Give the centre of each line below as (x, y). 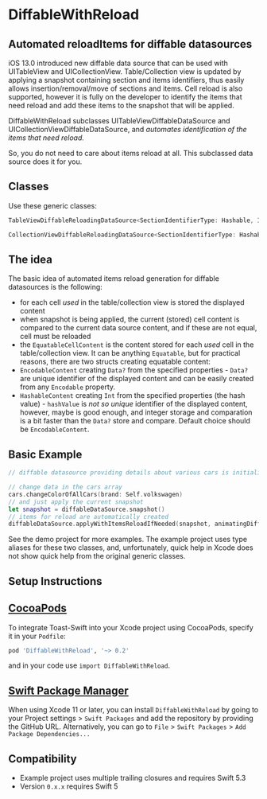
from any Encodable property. (68, 387)
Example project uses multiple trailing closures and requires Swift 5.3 (133, 778)
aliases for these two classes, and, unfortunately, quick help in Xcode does (131, 548)
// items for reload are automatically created (89, 516)
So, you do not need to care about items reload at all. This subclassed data (131, 153)
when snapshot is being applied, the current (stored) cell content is (130, 319)
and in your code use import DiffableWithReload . (89, 665)
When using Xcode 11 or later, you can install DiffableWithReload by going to (133, 710)
